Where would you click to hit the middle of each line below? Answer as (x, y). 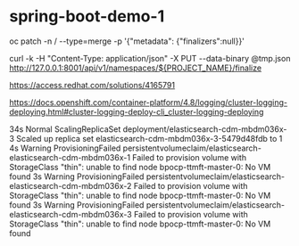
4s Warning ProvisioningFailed (65, 148)
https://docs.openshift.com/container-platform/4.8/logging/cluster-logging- (149, 102)
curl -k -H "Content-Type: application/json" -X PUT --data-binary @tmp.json (150, 58)
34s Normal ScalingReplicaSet (65, 129)
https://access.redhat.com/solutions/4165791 (92, 85)
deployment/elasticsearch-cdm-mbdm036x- (205, 129)
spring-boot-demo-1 (87, 16)
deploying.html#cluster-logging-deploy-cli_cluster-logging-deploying (137, 111)
